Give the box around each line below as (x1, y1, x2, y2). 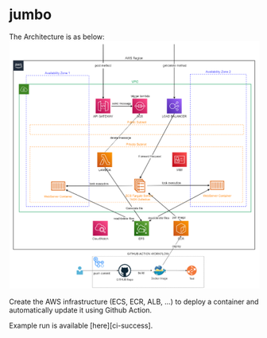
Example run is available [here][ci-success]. (9, 321, 153, 330)
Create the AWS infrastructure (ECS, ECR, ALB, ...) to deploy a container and (9, 297, 259, 306)
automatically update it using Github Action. (9, 305, 153, 315)
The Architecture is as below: (9, 32, 106, 41)
